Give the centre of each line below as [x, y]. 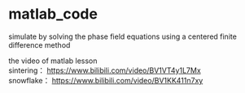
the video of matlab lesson [53, 61]
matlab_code [53, 14]
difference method [39, 44]
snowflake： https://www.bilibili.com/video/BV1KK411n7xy [106, 80]
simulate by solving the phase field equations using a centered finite [123, 36]
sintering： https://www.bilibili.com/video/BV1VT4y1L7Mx [105, 70]
